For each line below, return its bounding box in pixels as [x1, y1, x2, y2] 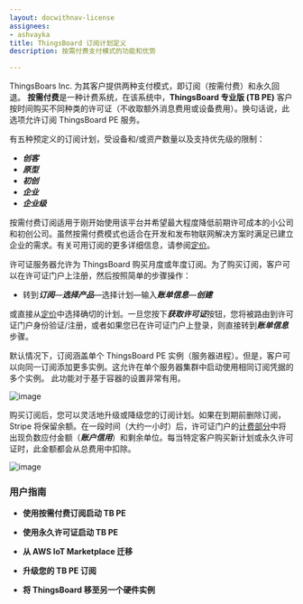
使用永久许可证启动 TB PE [22, 527, 119, 538]
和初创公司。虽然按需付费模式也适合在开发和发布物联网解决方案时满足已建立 [9, 228, 294, 239]
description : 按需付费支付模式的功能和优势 [9, 47, 156, 56]
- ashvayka [9, 30, 50, 39]
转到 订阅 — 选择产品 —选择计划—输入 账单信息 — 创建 [22, 290, 213, 301]
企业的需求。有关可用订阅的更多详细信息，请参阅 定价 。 [9, 240, 215, 251]
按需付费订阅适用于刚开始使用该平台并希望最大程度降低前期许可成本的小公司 [9, 218, 294, 228]
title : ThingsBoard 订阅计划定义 [9, 38, 127, 48]
